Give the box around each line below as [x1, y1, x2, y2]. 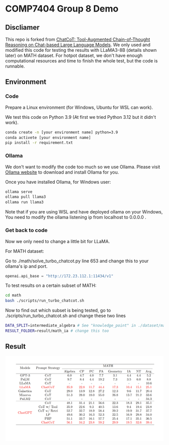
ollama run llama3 [5, 200, 44, 205]
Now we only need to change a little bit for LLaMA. [5, 238, 110, 244]
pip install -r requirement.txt [5, 140, 73, 145]
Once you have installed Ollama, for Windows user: [5, 179, 111, 185]
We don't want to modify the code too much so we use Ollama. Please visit [5, 164, 160, 170]
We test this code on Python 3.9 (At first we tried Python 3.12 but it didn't [5, 114, 156, 120]
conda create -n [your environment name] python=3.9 [5, 129, 118, 135]
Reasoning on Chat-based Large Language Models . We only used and [5, 42, 151, 48]
